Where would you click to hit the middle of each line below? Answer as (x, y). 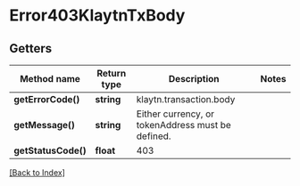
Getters (31, 49)
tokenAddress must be (184, 125)
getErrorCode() (47, 99)
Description (194, 79)
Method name (50, 79)
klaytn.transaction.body (186, 99)
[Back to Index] (37, 173)
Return (112, 73)
